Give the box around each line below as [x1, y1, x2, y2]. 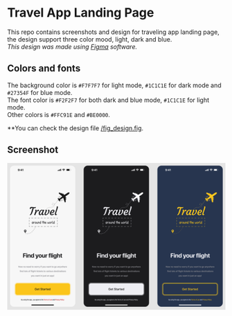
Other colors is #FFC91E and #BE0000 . [7, 110, 111, 119]
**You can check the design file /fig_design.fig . [7, 123, 144, 132]
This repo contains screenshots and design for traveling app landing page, [7, 28, 220, 36]
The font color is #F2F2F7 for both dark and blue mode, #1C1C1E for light [7, 96, 210, 104]
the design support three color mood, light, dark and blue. [7, 35, 172, 43]
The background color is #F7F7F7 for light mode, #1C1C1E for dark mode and [7, 81, 222, 89]
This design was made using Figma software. [7, 42, 137, 51]
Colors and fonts [7, 62, 81, 74]
